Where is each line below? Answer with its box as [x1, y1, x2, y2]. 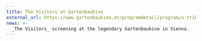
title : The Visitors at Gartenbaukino [6, 8, 103, 15]
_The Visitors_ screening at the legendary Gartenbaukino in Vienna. [11, 25, 189, 32]
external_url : [6, 14, 42, 20]
